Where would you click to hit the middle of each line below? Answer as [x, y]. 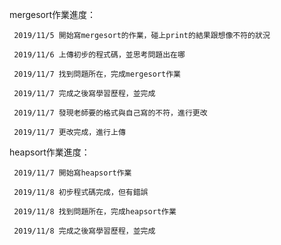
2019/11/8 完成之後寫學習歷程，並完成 [84, 231]
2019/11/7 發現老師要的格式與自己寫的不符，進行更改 [110, 113]
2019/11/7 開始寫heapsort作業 [72, 173]
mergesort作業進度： [53, 14]
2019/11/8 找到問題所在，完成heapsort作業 [95, 212]
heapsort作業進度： [50, 152]
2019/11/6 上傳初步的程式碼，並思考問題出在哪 [99, 55]
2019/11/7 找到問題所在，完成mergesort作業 [97, 74]
